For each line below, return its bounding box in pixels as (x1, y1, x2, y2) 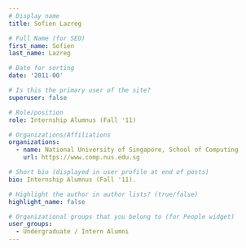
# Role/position (8, 108, 64, 116)
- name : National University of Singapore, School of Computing (15, 146, 239, 154)
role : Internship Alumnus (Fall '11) (8, 115, 137, 124)
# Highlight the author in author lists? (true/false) (8, 190, 199, 198)
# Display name (8, 11, 60, 20)
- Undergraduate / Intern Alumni (15, 228, 130, 236)
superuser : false (8, 94, 68, 102)
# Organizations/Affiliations (8, 131, 112, 139)
